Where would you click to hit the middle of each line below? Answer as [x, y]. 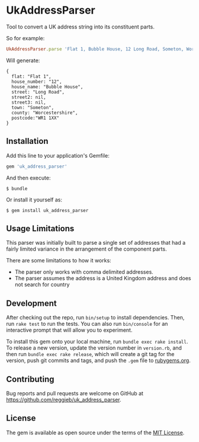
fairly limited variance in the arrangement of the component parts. [86, 249]
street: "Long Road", [38, 92]
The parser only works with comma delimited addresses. [84, 272]
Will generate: [23, 60]
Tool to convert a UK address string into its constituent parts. [81, 27]
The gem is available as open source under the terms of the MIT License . [95, 433]
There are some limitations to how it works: [59, 261]
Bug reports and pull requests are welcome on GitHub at [75, 393]
